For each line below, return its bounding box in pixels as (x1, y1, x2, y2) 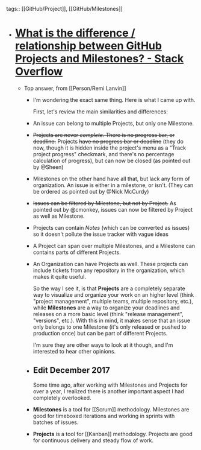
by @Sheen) (32, 163, 64, 171)
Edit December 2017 (32, 365, 110, 376)
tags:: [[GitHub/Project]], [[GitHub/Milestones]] (6, 5, 123, 12)
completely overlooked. (32, 394, 91, 401)
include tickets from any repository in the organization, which (32, 267, 185, 274)
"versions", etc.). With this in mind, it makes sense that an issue (32, 317, 191, 324)
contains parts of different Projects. (32, 249, 122, 256)
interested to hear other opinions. (32, 347, 116, 355)
